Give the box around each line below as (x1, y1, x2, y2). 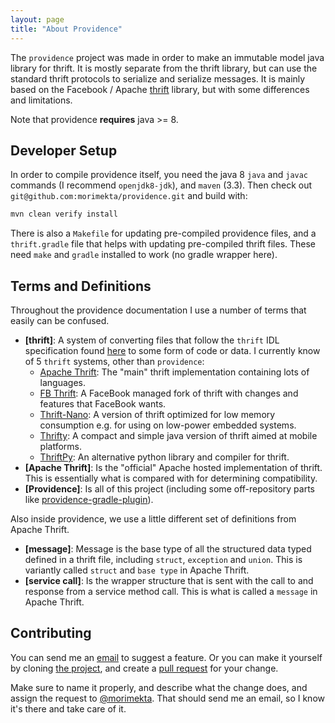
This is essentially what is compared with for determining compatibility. (24, 472, 318, 484)
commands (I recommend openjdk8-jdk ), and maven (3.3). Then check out (10, 179, 313, 191)
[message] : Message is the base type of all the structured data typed (24, 543, 312, 555)
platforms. (39, 441, 82, 452)
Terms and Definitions (10, 277, 152, 295)
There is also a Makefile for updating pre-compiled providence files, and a (10, 227, 317, 240)
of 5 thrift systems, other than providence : (24, 356, 205, 367)
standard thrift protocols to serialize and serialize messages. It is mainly (10, 72, 306, 85)
